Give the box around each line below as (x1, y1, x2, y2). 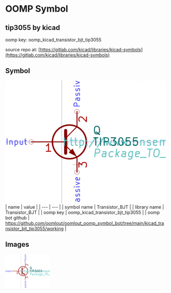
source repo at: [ (5, 47, 40, 52)
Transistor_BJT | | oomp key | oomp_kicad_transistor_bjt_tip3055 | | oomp (5, 209, 160, 216)
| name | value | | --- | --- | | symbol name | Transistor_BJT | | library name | (5, 204, 164, 210)
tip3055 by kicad (5, 23, 60, 32)
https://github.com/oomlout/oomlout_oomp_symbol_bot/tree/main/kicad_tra (5, 220, 164, 226)
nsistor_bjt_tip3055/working (5, 225, 64, 232)
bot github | (5, 215, 30, 221)
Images (5, 240, 30, 249)
